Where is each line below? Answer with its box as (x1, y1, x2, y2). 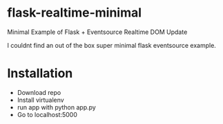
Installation (7, 66, 73, 81)
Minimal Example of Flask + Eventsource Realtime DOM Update (7, 28, 188, 36)
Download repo (17, 88, 61, 96)
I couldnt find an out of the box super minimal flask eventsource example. (7, 41, 216, 49)
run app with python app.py (17, 103, 97, 112)
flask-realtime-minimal (7, 5, 142, 21)
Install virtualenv (17, 96, 64, 104)
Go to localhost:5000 (17, 110, 77, 118)
